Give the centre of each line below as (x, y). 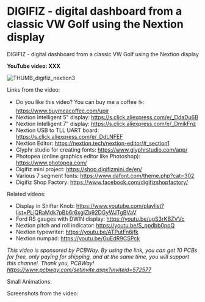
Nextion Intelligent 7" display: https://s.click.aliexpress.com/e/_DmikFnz (106, 123)
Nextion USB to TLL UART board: (57, 130)
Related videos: (27, 194)
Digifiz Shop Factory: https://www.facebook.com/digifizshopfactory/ (102, 182)
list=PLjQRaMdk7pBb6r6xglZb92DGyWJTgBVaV (76, 212)
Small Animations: (30, 281)
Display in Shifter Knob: (45, 205)
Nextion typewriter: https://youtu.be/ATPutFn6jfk (77, 232)
